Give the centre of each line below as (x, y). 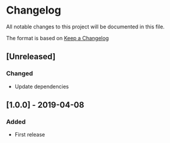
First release (30, 135)
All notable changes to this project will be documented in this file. (86, 27)
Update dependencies (42, 86)
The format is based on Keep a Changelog (58, 38)
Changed (20, 73)
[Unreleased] (31, 57)
